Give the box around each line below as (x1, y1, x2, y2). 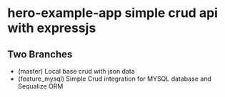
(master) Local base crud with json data (17, 67, 136, 75)
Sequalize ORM (17, 82, 64, 90)
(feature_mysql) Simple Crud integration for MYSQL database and (17, 74, 212, 83)
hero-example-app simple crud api (7, 5, 218, 21)
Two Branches (7, 48, 73, 60)
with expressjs (7, 20, 96, 36)
